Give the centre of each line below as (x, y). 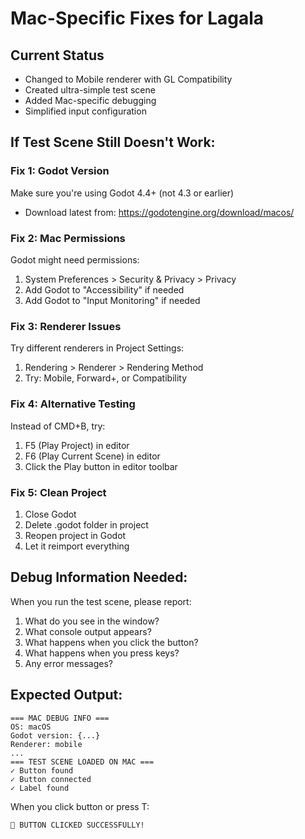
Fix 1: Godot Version (60, 171)
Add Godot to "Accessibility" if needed (104, 289)
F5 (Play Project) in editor (77, 445)
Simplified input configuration (85, 111)
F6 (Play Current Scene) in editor (92, 456)
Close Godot (50, 514)
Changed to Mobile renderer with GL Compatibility (128, 79)
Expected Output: (66, 695)
